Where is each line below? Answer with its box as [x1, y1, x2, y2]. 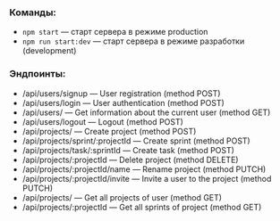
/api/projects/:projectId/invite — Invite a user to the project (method [21, 173, 272, 184]
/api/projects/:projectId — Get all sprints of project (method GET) [21, 201, 262, 212]
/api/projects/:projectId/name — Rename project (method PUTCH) [21, 163, 267, 175]
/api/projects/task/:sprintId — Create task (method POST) [21, 144, 235, 155]
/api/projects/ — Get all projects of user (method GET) [21, 192, 222, 202]
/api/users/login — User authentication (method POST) [21, 97, 225, 108]
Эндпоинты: [9, 68, 66, 80]
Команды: [9, 6, 56, 19]
